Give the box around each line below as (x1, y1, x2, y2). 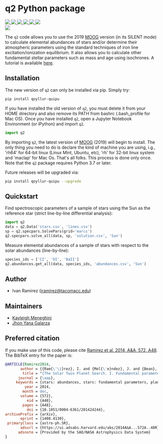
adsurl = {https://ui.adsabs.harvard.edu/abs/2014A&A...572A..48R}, (20, 425, 162, 430)
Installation (5, 74, 40, 82)
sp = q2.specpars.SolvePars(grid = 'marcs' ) (5, 229, 92, 234)
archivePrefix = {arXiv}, (5, 412, 57, 417)
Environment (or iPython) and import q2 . (5, 121, 85, 127)
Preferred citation (5, 334, 60, 343)
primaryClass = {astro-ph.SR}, (7, 421, 70, 426)
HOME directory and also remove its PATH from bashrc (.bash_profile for (5, 110, 150, 116)
